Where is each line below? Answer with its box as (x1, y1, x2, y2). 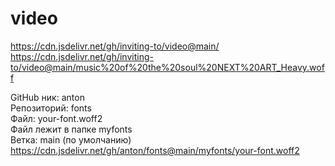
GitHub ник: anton (10, 91, 85, 103)
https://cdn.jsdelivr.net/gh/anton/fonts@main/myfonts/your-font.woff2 (10, 144, 300, 156)
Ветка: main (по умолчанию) (10, 133, 132, 146)
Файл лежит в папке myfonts (10, 123, 133, 135)
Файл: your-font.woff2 (10, 112, 103, 124)
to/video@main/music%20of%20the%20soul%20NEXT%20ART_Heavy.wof (10, 61, 325, 73)
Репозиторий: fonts (10, 102, 92, 114)
